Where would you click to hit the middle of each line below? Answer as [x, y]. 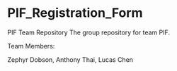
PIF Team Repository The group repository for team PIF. [89, 32]
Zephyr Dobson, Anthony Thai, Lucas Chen [70, 59]
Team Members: [31, 46]
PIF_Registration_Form [75, 13]
